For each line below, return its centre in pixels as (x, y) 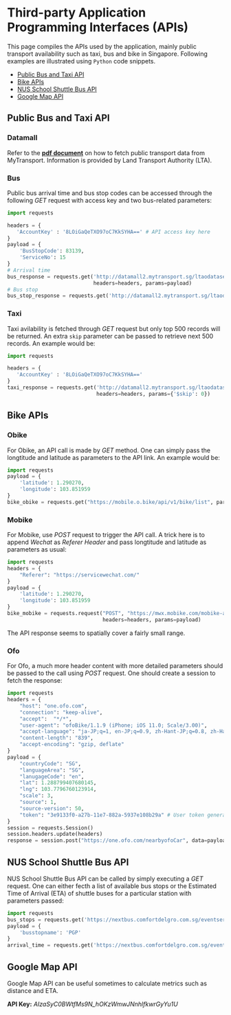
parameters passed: (35, 901)
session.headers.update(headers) (55, 834)
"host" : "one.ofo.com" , (54, 706)
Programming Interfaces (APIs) (98, 27)
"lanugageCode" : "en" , (52, 776)
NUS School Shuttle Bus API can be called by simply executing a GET (105, 878)
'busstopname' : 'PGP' (50, 932)
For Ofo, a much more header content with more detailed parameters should (115, 666)
